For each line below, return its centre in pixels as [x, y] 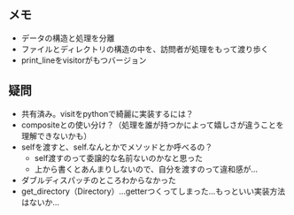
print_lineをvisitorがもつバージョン [84, 60]
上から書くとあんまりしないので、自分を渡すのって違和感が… [146, 169]
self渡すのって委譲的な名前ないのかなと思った [119, 157]
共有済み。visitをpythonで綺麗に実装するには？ [107, 113]
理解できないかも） [56, 135]
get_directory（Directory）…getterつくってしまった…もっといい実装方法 [153, 191]
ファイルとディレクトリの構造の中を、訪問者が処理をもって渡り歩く [145, 49]
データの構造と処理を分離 [68, 38]
